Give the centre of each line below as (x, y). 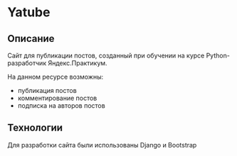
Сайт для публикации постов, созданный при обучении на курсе (106, 55)
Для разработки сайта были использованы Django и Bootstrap (102, 145)
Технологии (35, 128)
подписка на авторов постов (61, 106)
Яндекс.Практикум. (78, 63)
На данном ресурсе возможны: (56, 77)
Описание (31, 39)
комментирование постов (57, 98)
